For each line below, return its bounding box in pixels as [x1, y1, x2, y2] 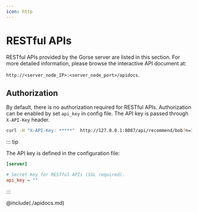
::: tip [6, 138, 19, 145]
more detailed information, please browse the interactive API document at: [6, 59, 187, 67]
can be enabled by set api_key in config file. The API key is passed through [6, 110, 189, 117]
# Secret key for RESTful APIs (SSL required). [6, 172, 126, 178]
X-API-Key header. [6, 116, 50, 124]
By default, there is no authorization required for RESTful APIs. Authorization [6, 104, 192, 111]
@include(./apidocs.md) [6, 199, 65, 206]
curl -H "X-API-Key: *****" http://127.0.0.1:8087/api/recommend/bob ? [6, 128, 186, 134]
